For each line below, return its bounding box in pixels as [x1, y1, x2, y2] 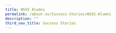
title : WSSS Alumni [5, 7, 45, 12]
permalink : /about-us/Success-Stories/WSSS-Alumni [5, 12, 112, 16]
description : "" [5, 16, 39, 21]
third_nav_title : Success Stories [5, 20, 77, 26]
